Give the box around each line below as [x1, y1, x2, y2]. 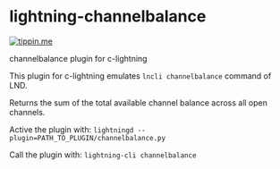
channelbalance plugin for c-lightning [9, 53, 148, 63]
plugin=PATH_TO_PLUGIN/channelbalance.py [9, 133, 166, 142]
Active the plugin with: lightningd [9, 123, 134, 135]
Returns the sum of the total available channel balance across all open [9, 97, 268, 108]
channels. [9, 106, 46, 117]
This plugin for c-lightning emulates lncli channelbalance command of [9, 70, 272, 81]
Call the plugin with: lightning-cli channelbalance [9, 149, 197, 160]
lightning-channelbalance [9, 6, 207, 27]
